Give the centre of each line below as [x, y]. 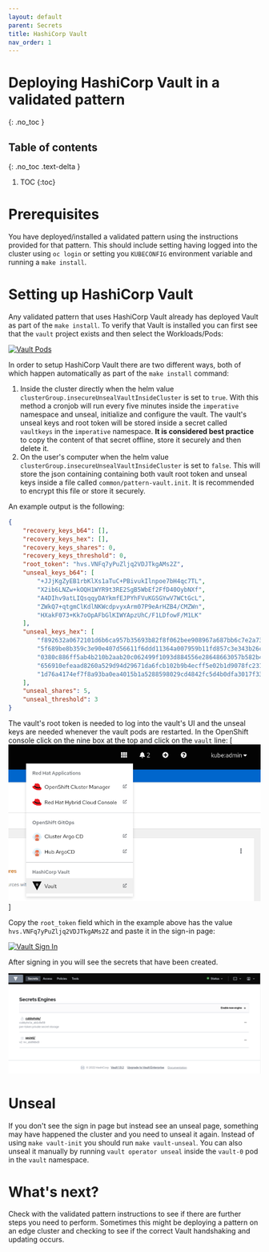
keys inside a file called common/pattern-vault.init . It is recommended [137, 482]
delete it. [34, 448]
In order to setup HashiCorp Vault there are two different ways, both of [125, 364]
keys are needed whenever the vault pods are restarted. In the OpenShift [128, 732]
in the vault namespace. [49, 1159]
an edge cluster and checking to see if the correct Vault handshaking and [129, 1231]
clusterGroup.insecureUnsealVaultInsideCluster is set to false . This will [140, 465]
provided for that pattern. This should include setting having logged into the [133, 245]
